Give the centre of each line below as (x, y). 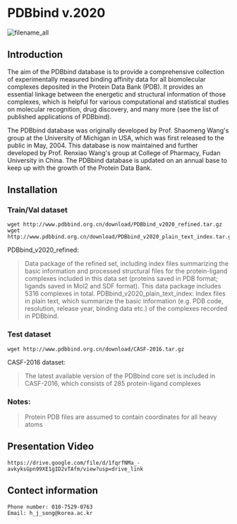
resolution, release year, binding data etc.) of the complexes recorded (126, 309)
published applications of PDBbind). (59, 116)
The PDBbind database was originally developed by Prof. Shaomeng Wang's (118, 130)
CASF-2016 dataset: (36, 362)
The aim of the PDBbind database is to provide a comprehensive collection (116, 71)
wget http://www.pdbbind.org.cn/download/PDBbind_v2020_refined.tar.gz (115, 225)
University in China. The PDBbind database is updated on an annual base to (117, 160)
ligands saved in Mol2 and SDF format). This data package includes (123, 286)
